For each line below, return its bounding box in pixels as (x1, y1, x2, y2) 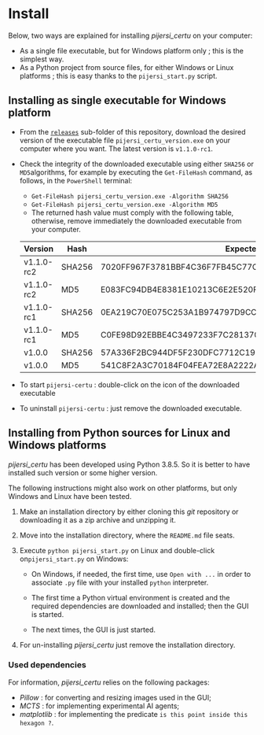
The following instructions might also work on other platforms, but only (8, 483, 237, 493)
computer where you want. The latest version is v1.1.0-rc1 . (19, 143, 214, 153)
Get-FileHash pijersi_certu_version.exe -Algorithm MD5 (31, 201, 218, 209)
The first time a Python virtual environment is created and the (31, 593, 230, 602)
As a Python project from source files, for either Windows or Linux (19, 62, 234, 72)
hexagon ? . (19, 718, 54, 727)
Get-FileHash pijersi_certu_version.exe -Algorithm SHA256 (31, 192, 229, 201)
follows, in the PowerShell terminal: (19, 175, 133, 185)
